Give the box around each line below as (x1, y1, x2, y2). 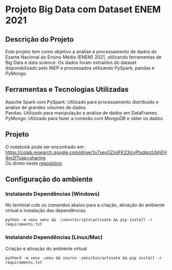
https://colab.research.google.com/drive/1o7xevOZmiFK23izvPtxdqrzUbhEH (5, 149, 167, 155)
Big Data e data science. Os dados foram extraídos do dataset (5, 60, 137, 65)
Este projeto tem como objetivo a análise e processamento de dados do (5, 49, 157, 54)
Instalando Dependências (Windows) (5, 190, 100, 197)
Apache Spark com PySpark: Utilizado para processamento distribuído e (5, 99, 159, 105)
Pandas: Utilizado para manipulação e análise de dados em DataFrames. (5, 109, 158, 116)
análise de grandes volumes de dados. (5, 104, 87, 110)
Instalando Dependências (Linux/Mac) (5, 234, 103, 241)
